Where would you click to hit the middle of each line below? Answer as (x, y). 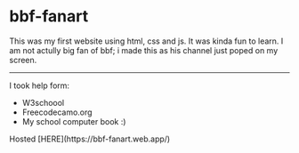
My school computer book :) (74, 121)
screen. (23, 60)
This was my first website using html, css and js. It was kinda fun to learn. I (146, 41)
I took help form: (39, 85)
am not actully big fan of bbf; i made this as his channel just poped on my (144, 50)
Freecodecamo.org (57, 112)
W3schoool (43, 102)
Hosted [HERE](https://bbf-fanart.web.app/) (90, 139)
